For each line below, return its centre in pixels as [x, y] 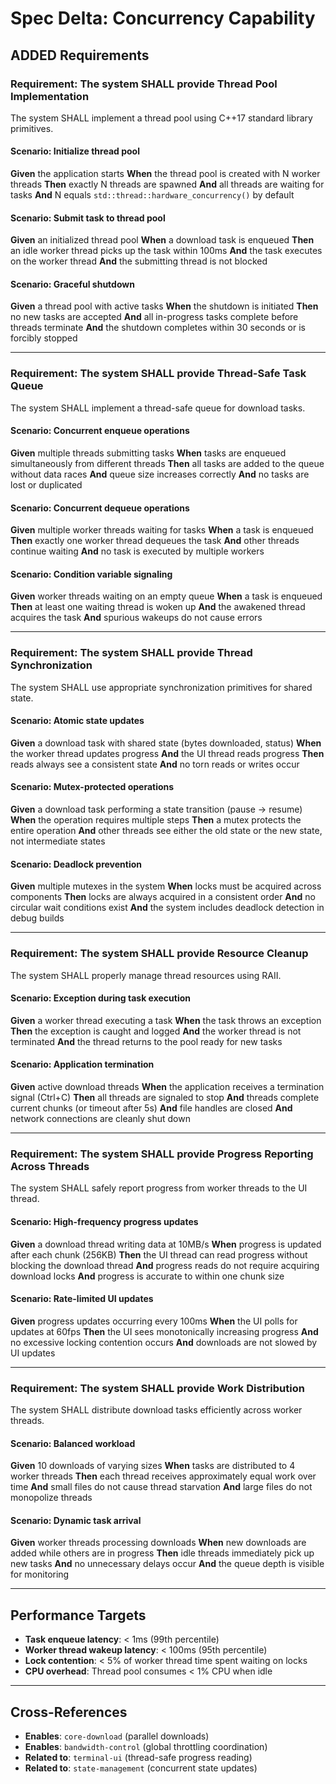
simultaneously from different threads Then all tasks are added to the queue [167, 463]
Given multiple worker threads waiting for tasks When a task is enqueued [162, 530]
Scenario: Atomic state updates [77, 721]
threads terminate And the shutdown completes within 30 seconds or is [158, 328]
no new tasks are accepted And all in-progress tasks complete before [154, 317]
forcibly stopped [44, 338]
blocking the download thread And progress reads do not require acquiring [165, 1265]
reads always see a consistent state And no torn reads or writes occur [155, 764]
